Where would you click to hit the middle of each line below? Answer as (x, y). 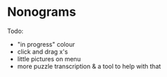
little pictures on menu (49, 58)
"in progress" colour (46, 44)
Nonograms (42, 12)
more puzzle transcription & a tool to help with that (89, 66)
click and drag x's (42, 52)
